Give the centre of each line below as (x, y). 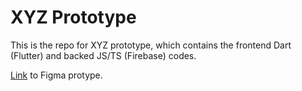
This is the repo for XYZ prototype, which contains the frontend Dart (151, 45)
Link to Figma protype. (56, 75)
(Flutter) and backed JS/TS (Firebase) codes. (103, 55)
